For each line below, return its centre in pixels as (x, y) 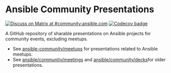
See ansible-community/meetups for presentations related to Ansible (85, 48)
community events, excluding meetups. (47, 39)
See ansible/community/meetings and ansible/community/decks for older (89, 59)
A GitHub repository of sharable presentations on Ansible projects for (78, 33)
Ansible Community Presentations (80, 9)
